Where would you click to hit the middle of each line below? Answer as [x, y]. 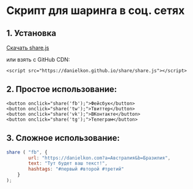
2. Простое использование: [62, 89]
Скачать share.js [28, 48]
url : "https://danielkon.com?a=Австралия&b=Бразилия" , [100, 158]
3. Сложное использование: [63, 138]
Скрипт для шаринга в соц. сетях [96, 11]
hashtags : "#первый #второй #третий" [76, 169]
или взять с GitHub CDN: [38, 59]
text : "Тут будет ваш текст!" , [68, 163]
